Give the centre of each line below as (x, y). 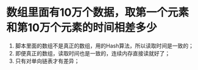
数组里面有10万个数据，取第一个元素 (97, 12)
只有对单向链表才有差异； (47, 61)
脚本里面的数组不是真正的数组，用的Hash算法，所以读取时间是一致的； (104, 46)
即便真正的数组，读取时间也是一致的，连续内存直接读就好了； (93, 53)
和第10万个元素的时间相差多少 (82, 28)
